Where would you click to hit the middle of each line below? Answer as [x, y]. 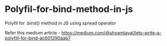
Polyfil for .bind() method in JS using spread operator [60, 23]
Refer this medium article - [32, 32]
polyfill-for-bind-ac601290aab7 [38, 38]
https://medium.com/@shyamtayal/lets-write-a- [111, 32]
